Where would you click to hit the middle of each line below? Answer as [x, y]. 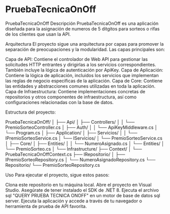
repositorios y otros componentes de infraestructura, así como [71, 97]
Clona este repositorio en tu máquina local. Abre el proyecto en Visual [78, 185]
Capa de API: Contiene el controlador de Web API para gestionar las [77, 59]
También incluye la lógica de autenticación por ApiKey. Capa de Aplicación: [84, 70]
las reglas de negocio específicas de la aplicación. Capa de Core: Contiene [84, 81]
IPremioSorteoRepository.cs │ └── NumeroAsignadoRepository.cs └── [80, 159]
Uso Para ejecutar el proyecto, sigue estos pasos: [57, 175]
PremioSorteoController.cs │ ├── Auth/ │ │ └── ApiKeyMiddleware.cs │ [81, 127]
